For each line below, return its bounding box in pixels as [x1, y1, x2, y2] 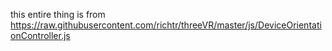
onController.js [10, 30, 71, 41]
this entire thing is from [10, 9, 106, 20]
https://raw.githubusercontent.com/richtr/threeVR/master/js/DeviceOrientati [10, 19, 322, 31]
